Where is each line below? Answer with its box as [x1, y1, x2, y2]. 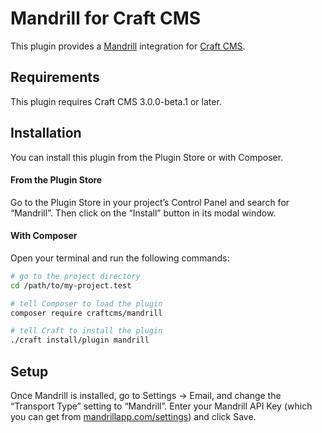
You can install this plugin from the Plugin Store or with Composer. [10, 151, 284, 163]
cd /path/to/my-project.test [10, 280, 132, 291]
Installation [10, 125, 82, 142]
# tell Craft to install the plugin [10, 326, 163, 336]
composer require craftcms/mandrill [10, 308, 163, 318]
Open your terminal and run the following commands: [10, 252, 230, 264]
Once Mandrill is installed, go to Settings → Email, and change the [10, 390, 282, 402]
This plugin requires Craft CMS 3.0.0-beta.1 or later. [10, 95, 222, 107]
